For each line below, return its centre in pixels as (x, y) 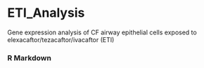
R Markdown (29, 57)
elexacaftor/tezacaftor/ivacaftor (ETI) (61, 39)
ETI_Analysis (46, 13)
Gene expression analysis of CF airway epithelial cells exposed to (102, 32)
